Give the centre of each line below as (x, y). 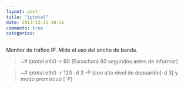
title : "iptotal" (27, 17)
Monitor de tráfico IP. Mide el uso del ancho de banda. (72, 50)
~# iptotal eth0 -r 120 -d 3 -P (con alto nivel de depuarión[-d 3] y (99, 73)
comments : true (25, 28)
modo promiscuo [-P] (46, 79)
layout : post (22, 11)
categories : (21, 33)
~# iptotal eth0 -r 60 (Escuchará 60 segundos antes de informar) (99, 62)
